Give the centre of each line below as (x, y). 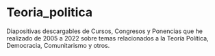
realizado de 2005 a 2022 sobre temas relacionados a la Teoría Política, (108, 38)
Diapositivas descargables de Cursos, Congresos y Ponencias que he (105, 31)
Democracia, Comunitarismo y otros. (58, 45)
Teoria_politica (50, 12)
